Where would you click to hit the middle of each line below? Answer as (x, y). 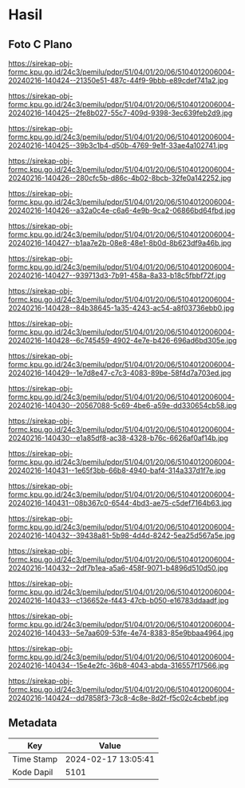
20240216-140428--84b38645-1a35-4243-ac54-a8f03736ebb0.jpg (121, 308)
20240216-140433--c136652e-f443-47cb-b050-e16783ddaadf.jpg (119, 600)
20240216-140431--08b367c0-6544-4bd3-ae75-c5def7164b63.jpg (120, 503)
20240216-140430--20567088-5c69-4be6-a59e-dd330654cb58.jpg (122, 405)
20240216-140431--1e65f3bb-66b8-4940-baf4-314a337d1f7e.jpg (117, 470)
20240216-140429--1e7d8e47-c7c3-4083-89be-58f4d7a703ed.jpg (120, 373)
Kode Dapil (33, 772)
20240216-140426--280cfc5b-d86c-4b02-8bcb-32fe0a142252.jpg (120, 178)
